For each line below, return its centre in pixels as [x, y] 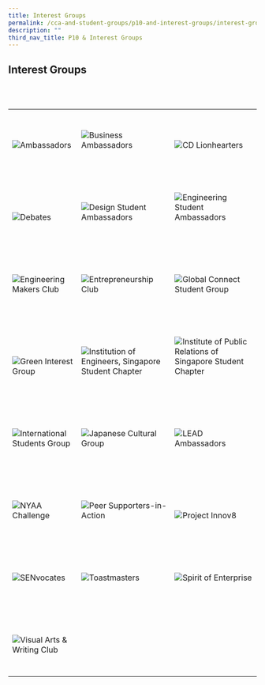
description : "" [35, 30]
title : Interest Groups [47, 15]
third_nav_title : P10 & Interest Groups [76, 38]
